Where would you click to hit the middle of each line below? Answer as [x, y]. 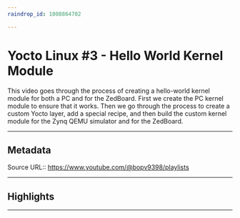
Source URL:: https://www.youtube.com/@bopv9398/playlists [98, 167]
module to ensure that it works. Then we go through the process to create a [119, 106]
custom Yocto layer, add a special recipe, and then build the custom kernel [117, 113]
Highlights [31, 196]
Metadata [29, 150]
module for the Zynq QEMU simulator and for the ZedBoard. [95, 121]
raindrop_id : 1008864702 [44, 14]
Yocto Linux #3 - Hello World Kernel [115, 55]
